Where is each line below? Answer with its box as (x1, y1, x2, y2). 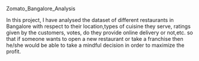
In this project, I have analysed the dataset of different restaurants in (6, 17, 174, 23)
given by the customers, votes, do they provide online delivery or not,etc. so (6, 29, 194, 36)
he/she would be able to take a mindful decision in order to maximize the (6, 41, 185, 49)
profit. (6, 48, 21, 55)
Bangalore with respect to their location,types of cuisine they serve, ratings (6, 23, 191, 30)
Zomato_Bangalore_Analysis (6, 5, 76, 12)
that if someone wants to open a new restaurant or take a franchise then (6, 36, 184, 42)
